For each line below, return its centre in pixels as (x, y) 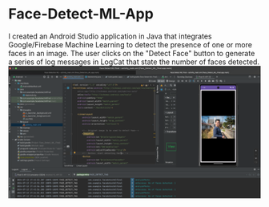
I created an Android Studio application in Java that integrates (110, 36)
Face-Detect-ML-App (81, 14)
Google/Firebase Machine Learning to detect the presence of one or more (130, 44)
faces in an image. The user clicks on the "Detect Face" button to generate (132, 53)
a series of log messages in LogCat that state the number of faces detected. (134, 62)
